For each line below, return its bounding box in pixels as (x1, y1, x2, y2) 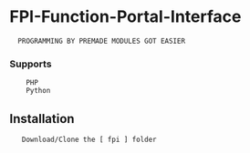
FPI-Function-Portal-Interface (9, 6, 242, 27)
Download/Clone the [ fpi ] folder (21, 135, 157, 145)
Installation (9, 111, 75, 127)
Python (26, 87, 51, 96)
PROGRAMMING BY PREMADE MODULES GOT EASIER (17, 36, 185, 46)
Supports (9, 57, 52, 70)
